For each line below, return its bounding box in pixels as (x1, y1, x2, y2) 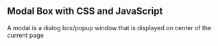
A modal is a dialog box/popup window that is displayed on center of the (7, 23, 212, 32)
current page (7, 31, 45, 39)
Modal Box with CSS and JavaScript (7, 5, 163, 17)
